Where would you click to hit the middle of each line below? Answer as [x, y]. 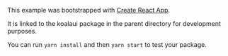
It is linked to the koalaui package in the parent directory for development [114, 23]
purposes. [22, 31]
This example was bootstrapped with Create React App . [89, 10]
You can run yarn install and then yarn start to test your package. [107, 44]
